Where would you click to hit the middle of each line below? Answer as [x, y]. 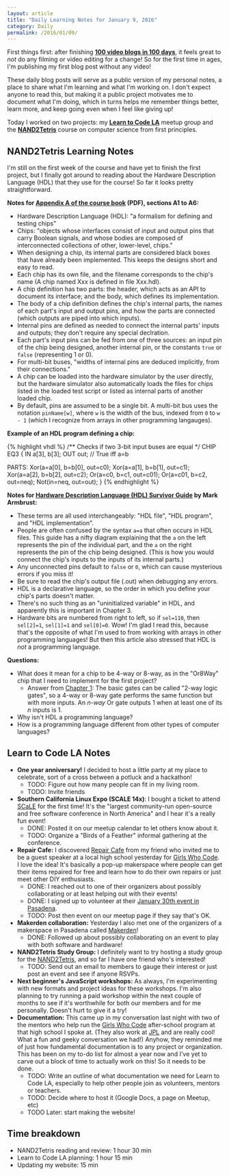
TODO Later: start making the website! [81, 1112]
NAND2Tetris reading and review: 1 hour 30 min [84, 1150]
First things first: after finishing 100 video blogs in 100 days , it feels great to [114, 52]
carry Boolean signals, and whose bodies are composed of [100, 238]
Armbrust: [22, 503]
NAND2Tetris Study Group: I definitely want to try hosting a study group [119, 952]
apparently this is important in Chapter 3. [75, 610]
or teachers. [44, 1090]
